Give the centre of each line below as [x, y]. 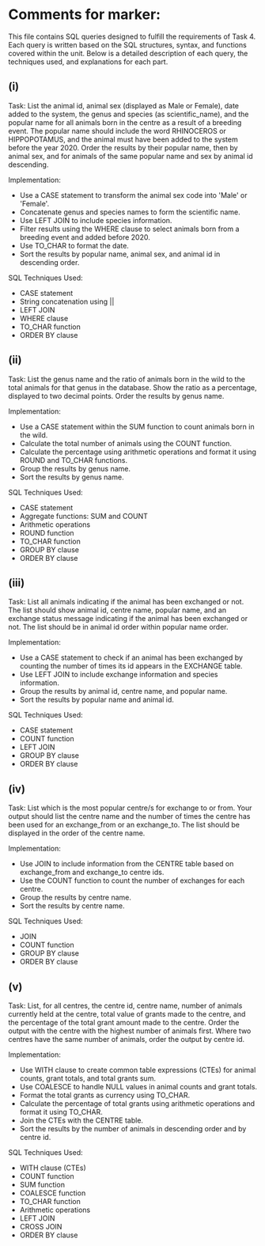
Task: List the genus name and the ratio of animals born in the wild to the [127, 379]
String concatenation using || [67, 301]
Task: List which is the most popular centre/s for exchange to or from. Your [130, 808]
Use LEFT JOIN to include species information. [96, 220]
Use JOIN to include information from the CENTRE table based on [127, 864]
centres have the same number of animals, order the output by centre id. [127, 1039]
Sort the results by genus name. [72, 477]
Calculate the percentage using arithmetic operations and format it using [138, 452]
